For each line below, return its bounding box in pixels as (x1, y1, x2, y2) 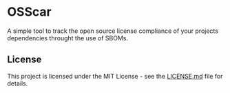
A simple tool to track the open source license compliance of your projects (7, 27, 219, 35)
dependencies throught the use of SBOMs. (7, 34, 129, 42)
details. (7, 79, 28, 88)
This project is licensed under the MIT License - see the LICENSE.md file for (7, 72, 223, 80)
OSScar (7, 4, 52, 20)
